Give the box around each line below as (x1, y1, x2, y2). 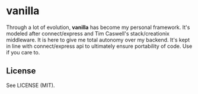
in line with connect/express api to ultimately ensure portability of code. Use (6, 43, 193, 50)
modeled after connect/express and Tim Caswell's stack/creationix (6, 30, 170, 37)
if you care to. (6, 48, 40, 56)
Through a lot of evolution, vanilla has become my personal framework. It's (6, 24, 190, 31)
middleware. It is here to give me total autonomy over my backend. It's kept (6, 36, 190, 43)
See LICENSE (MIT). (6, 82, 55, 89)
